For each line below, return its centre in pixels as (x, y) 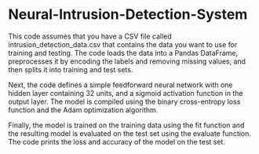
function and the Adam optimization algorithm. (83, 110)
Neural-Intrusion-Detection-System (128, 15)
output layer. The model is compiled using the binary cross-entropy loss (124, 101)
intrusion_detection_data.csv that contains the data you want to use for (123, 44)
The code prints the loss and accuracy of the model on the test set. (117, 141)
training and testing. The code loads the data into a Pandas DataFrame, (123, 53)
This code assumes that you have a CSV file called (90, 36)
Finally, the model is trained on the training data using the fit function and (126, 125)
